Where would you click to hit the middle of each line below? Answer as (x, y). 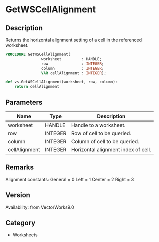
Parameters (24, 102)
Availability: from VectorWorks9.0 (40, 207)
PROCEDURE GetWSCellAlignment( (38, 54)
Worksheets (25, 235)
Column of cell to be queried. (105, 141)
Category (20, 223)
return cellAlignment (37, 87)
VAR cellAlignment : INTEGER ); (74, 73)
